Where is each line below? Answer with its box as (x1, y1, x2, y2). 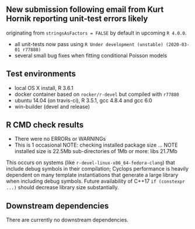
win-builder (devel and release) (14, 103, 90, 110)
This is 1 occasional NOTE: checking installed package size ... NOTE (14, 141, 178, 148)
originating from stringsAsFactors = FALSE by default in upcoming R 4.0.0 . (6, 29, 187, 36)
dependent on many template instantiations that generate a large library (6, 172, 179, 179)
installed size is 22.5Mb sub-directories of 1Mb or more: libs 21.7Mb (14, 148, 177, 155)
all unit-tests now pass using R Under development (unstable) (14, 40, 163, 47)
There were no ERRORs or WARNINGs (14, 136, 106, 143)
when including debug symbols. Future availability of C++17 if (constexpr (6, 178, 185, 185)
